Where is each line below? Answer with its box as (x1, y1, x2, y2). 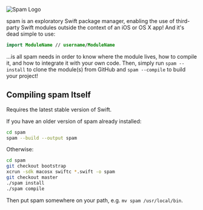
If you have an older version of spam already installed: (6, 117, 142, 125)
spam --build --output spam (6, 135, 78, 141)
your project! (6, 72, 38, 79)
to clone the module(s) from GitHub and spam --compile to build (27, 65, 186, 73)
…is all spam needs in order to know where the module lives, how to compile (6, 53, 197, 60)
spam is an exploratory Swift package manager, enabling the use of (6, 18, 175, 24)
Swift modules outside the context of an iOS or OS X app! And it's (21, 24, 185, 31)
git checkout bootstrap (6, 163, 67, 169)
